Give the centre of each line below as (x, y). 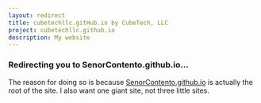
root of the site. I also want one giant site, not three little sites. (109, 90)
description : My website (49, 37)
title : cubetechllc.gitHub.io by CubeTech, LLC (88, 23)
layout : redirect (37, 15)
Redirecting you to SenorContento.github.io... (98, 65)
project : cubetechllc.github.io (61, 30)
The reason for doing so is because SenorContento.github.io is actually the (131, 82)
